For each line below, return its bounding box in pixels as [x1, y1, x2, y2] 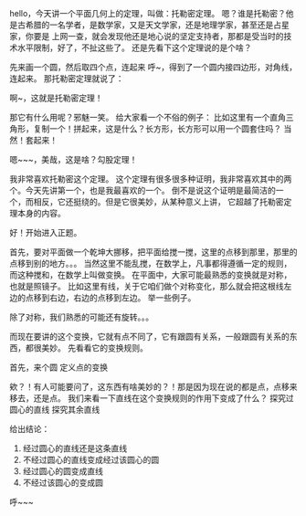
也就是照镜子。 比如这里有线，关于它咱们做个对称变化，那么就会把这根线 [9, 281, 284, 291]
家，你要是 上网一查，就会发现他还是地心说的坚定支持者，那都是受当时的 [9, 31, 284, 41]
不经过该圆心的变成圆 [22, 478, 103, 488]
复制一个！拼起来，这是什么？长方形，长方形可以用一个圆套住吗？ [33, 123, 281, 134]
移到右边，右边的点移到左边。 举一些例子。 [33, 292, 196, 303]
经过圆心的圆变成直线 [22, 466, 103, 477]
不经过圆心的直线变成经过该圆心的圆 [22, 455, 160, 465]
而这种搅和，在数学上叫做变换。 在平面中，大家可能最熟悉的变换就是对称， [9, 269, 292, 280]
